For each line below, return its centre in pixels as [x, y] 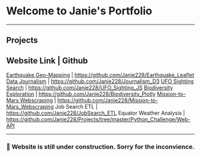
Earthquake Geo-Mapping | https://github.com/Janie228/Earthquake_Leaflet [100, 75]
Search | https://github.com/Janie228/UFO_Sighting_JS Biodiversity [90, 88]
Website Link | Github [47, 61]
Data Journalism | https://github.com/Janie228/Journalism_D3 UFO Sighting [100, 81]
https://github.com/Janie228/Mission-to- [108, 100]
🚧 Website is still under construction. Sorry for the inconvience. [100, 147]
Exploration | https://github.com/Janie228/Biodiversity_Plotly [81, 94]
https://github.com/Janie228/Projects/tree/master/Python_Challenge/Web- [98, 119]
